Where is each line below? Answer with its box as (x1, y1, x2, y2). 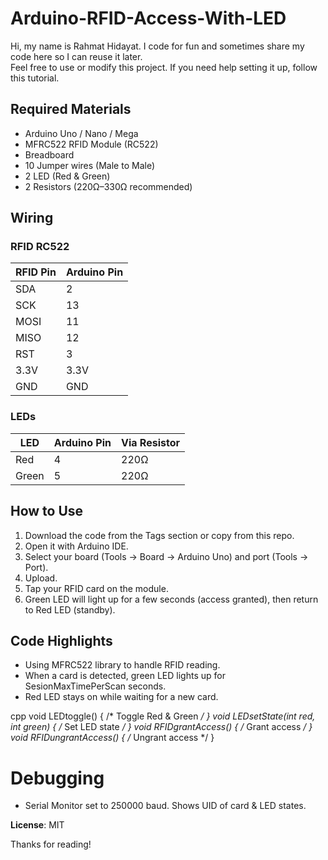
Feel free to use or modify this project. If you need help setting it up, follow (10, 61, 318, 73)
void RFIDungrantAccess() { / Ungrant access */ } (10, 732, 215, 744)
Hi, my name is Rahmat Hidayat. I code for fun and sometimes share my (10, 40, 305, 52)
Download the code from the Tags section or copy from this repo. (24, 529, 295, 541)
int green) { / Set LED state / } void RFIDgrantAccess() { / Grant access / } (10, 721, 313, 733)
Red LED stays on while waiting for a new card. (24, 691, 219, 703)
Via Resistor (121, 435, 180, 449)
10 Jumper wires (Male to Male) (24, 159, 156, 171)
